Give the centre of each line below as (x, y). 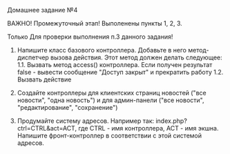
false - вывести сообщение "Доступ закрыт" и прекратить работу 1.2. (120, 72)
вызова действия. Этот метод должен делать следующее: (136, 57)
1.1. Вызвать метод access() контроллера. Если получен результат (115, 65)
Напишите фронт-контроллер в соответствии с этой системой (109, 135)
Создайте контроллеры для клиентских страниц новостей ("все (112, 93)
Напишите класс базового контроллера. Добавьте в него (102, 50)
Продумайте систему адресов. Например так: (86, 121)
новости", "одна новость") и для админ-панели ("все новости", (111, 100)
